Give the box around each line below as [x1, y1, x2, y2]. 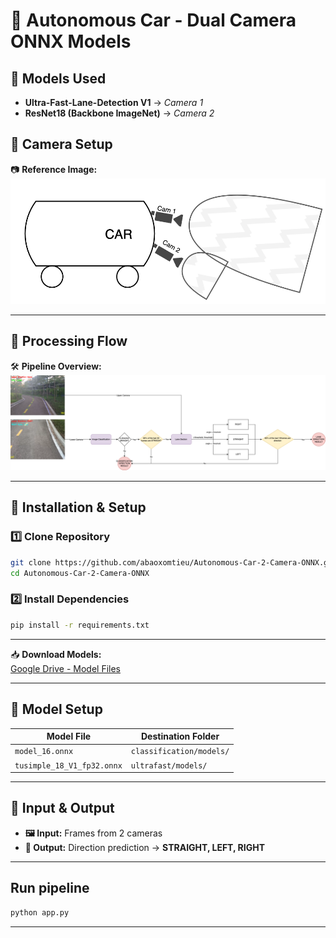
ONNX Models [10, 30, 132, 53]
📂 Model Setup [10, 701, 103, 718]
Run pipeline [10, 880, 90, 897]
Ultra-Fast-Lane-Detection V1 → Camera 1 [24, 97, 204, 108]
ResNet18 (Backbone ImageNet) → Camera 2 [24, 107, 215, 119]
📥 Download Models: [10, 648, 102, 660]
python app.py [10, 907, 70, 918]
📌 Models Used [10, 70, 107, 87]
